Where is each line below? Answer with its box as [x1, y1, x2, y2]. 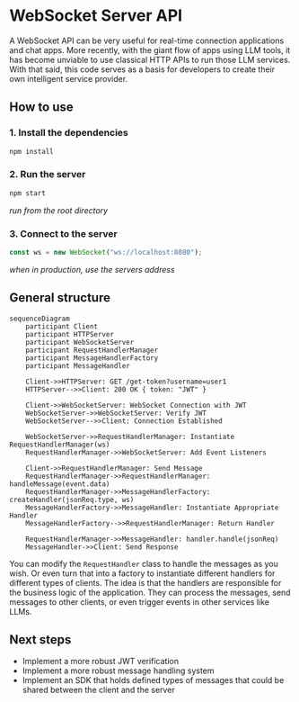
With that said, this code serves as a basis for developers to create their [9, 64, 276, 75]
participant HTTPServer [25, 329, 115, 338]
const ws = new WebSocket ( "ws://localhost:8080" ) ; [9, 247, 203, 256]
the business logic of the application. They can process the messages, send [9, 587, 291, 598]
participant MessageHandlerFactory [25, 353, 159, 363]
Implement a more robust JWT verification [22, 656, 180, 667]
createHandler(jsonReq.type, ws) [9, 495, 135, 504]
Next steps [9, 632, 72, 648]
